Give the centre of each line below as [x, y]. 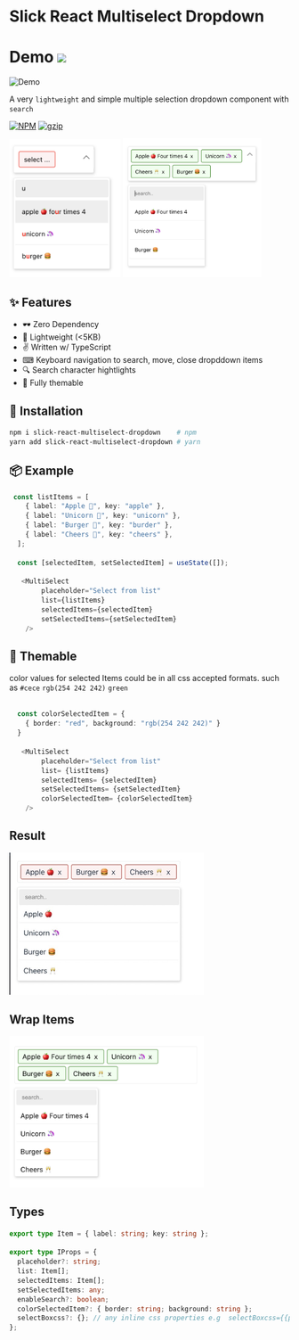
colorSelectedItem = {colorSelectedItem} [117, 799]
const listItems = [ [51, 497]
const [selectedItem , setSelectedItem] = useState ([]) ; [123, 563]
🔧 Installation [46, 411]
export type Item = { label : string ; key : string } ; [109, 1233]
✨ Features [40, 302]
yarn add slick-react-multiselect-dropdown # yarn [105, 442]
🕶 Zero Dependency [61, 325]
